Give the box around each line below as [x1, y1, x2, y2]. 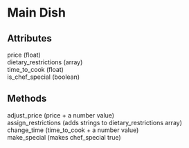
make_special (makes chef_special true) [7, 133, 121, 141]
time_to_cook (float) [7, 66, 64, 73]
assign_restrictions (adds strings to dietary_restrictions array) [7, 118, 182, 127]
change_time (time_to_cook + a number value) [7, 126, 139, 134]
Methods [7, 93, 47, 104]
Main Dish [7, 5, 66, 21]
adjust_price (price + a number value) [7, 111, 115, 119]
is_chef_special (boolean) [7, 73, 80, 81]
